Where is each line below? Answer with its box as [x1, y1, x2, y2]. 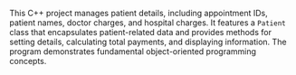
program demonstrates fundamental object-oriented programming [9, 46, 256, 57]
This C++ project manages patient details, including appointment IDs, [9, 8, 269, 18]
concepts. [9, 56, 47, 66]
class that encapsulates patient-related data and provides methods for [9, 27, 272, 37]
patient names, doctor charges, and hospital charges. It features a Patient [9, 17, 287, 28]
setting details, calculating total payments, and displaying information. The [9, 36, 287, 47]
